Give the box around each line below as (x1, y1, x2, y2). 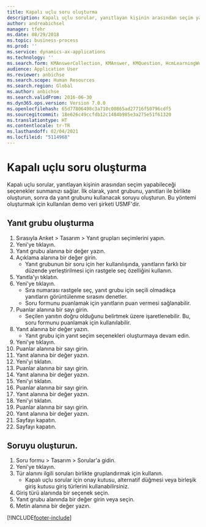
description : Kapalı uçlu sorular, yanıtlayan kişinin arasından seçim (7, 15, 193, 21)
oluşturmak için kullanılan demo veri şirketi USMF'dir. (7, 200, 141, 207)
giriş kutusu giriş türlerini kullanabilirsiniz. (24, 483, 130, 490)
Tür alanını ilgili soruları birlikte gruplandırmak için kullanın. (15, 469, 164, 477)
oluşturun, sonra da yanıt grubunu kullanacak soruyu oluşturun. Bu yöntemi (7, 193, 196, 201)
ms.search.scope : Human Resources (7, 77, 95, 83)
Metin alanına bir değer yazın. (15, 503, 91, 510)
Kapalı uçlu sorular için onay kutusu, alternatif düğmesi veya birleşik (24, 476, 197, 484)
